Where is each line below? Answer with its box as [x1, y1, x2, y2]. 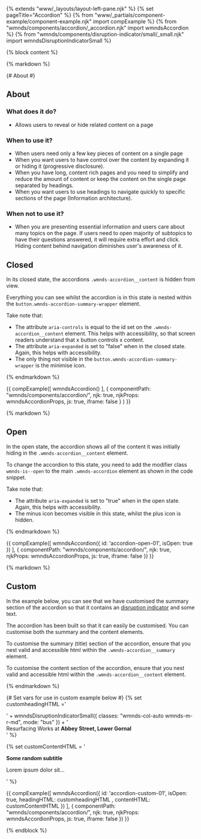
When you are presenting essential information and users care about [14, 223, 185, 230]
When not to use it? [6, 209, 64, 218]
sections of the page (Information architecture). [14, 194, 133, 201]
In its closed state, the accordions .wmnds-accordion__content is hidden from [6, 276, 196, 283]
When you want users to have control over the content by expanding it [14, 156, 189, 163]
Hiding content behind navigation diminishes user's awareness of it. [14, 242, 183, 250]
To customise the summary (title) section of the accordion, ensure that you [6, 640, 191, 647]
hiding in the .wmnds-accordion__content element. [6, 449, 128, 456]
